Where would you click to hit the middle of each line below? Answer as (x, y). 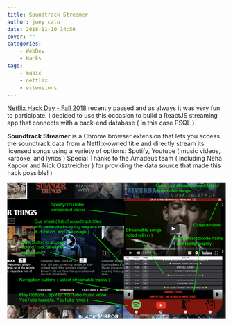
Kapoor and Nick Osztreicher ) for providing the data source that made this (114, 165)
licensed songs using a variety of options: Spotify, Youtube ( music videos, (114, 151)
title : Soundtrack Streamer (48, 15)
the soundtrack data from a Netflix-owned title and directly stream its (106, 144)
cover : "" (21, 37)
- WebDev (32, 51)
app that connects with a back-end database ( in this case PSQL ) (101, 123)
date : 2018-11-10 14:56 (42, 29)
